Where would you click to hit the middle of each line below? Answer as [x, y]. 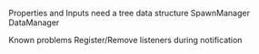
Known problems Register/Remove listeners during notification [125, 40]
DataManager [34, 22]
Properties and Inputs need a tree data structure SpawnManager [129, 13]
